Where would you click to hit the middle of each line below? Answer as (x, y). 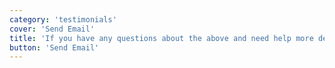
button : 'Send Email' (54, 47)
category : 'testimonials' (63, 19)
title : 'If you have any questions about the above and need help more (161, 38)
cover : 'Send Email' (52, 29)
